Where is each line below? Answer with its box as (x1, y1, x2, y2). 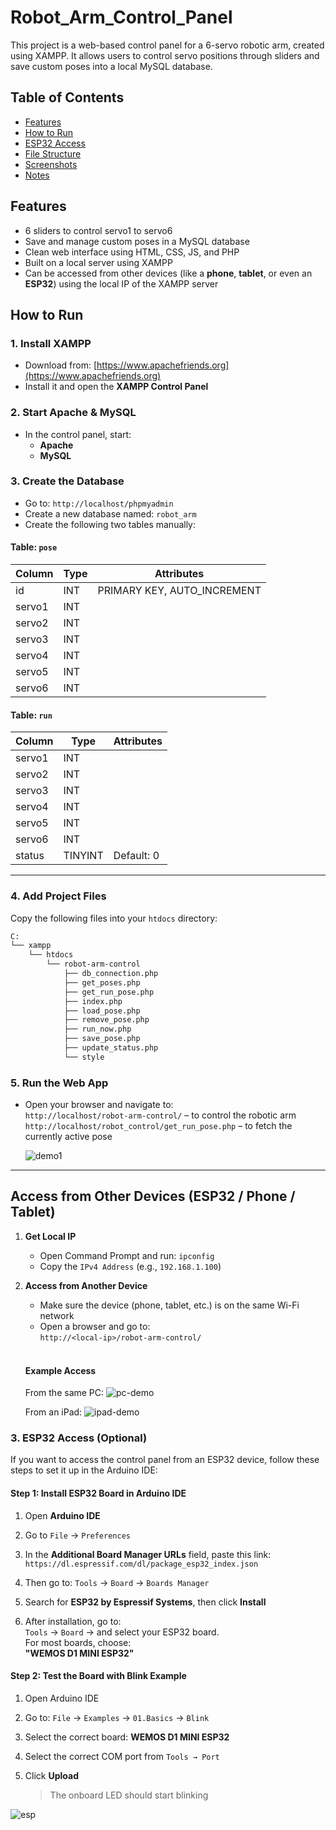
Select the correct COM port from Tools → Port (24, 1750, 220, 1762)
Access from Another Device (24, 1279, 148, 1291)
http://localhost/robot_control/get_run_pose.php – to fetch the (24, 1120, 293, 1132)
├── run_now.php (63, 1024, 132, 1035)
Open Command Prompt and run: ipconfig (39, 1249, 215, 1261)
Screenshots (24, 158, 78, 170)
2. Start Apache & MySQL (10, 406, 137, 420)
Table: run (10, 709, 53, 721)
